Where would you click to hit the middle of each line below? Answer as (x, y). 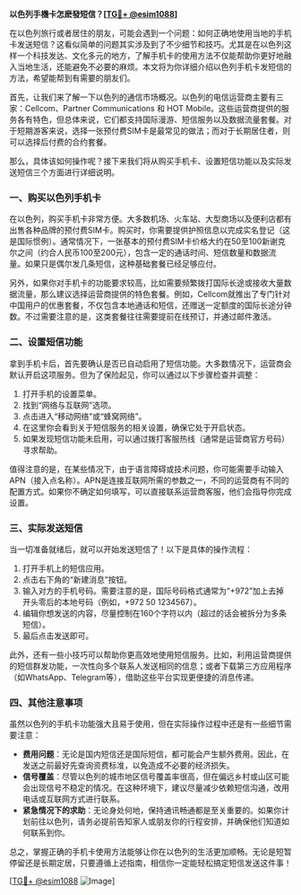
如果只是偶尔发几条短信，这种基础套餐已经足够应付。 (123, 264)
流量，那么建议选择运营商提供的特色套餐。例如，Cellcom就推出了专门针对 (154, 294)
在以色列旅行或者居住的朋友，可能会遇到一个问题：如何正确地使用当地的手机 (150, 33)
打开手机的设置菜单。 (61, 393)
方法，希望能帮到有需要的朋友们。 (72, 78)
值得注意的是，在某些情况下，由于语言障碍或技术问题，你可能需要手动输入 (146, 469)
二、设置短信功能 (46, 342)
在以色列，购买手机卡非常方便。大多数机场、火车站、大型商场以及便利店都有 (150, 219)
